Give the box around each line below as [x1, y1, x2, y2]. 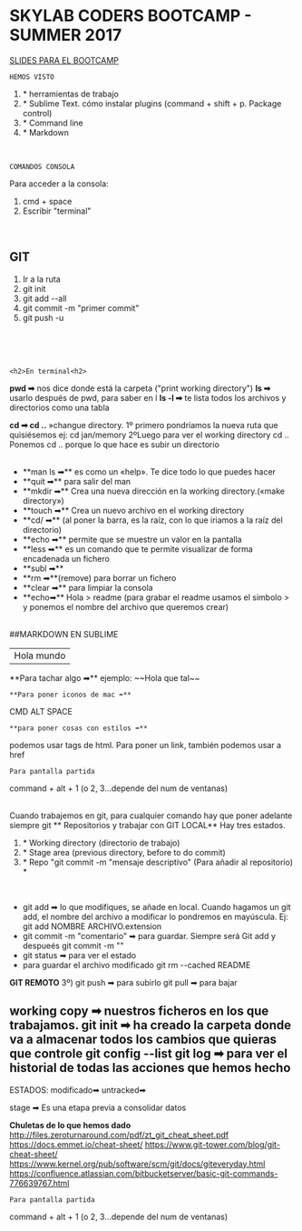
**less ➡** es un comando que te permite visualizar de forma [22, 543, 254, 555]
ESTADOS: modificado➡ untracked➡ [9, 1084, 147, 1096]
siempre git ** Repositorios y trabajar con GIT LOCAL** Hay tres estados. [9, 819, 286, 830]
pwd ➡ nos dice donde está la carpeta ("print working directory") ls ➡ [9, 383, 271, 394]
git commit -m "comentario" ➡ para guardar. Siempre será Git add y [22, 930, 277, 941]
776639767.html [9, 1177, 70, 1188]
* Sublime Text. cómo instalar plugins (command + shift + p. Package [22, 97, 282, 109]
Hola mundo [14, 649, 66, 662]
